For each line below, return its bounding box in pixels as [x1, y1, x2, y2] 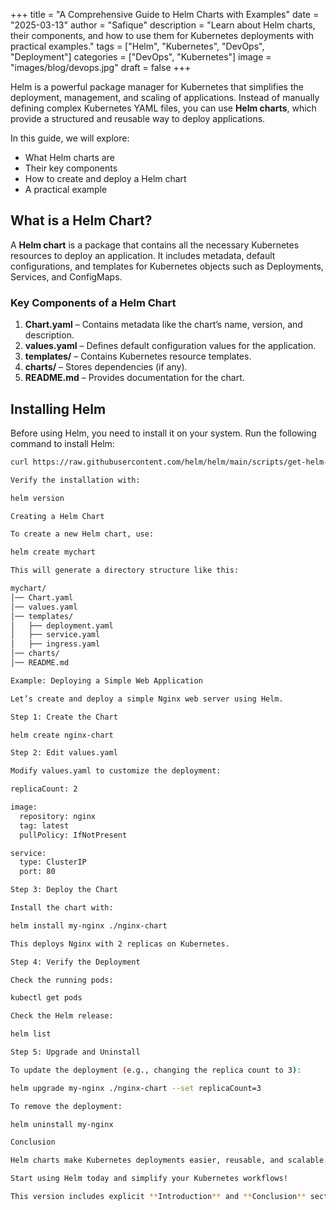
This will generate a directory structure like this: [10, 565, 240, 576]
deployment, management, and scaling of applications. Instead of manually [10, 92, 320, 103]
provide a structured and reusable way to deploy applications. [10, 113, 266, 124]
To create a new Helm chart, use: [10, 529, 155, 539]
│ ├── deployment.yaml [10, 620, 114, 631]
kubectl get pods [10, 993, 83, 1003]
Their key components [24, 162, 118, 174]
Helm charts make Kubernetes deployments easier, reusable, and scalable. [10, 1155, 329, 1166]
